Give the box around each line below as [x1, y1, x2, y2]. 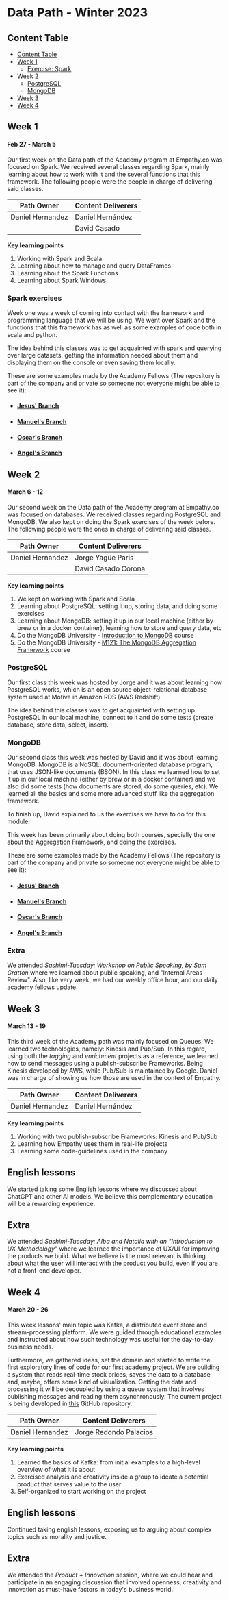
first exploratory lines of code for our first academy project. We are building [7, 1363, 220, 1371]
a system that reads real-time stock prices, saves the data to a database [7, 1370, 211, 1378]
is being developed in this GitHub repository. [7, 1399, 133, 1408]
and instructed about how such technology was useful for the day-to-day [7, 1335, 213, 1343]
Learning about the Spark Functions [16, 268, 118, 277]
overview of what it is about [16, 1465, 96, 1473]
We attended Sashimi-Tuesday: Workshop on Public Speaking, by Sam [7, 961, 207, 970]
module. [7, 817, 31, 826]
